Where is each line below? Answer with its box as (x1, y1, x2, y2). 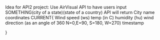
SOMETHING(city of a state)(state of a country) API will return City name (5, 9, 155, 15)
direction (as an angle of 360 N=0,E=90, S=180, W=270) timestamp (5, 20, 144, 26)
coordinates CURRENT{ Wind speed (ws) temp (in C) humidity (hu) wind (5, 15, 154, 20)
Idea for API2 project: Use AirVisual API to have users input (5, 4, 127, 10)
